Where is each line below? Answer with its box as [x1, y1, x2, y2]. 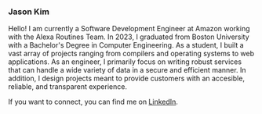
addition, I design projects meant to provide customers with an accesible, [8, 73, 246, 84]
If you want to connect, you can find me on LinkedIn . [8, 97, 179, 107]
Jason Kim [8, 6, 49, 17]
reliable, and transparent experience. [8, 82, 128, 91]
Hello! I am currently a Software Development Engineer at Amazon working [8, 24, 250, 34]
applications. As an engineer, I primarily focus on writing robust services [8, 57, 242, 66]
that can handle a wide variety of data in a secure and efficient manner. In [8, 66, 246, 75]
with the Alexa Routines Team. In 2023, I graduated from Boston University [8, 32, 249, 41]
